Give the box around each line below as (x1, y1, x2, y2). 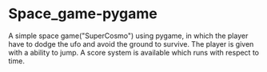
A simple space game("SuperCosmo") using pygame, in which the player (8, 31, 249, 40)
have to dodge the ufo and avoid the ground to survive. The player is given (8, 39, 254, 48)
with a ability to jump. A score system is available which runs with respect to (8, 47, 260, 57)
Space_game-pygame (8, 5, 157, 23)
